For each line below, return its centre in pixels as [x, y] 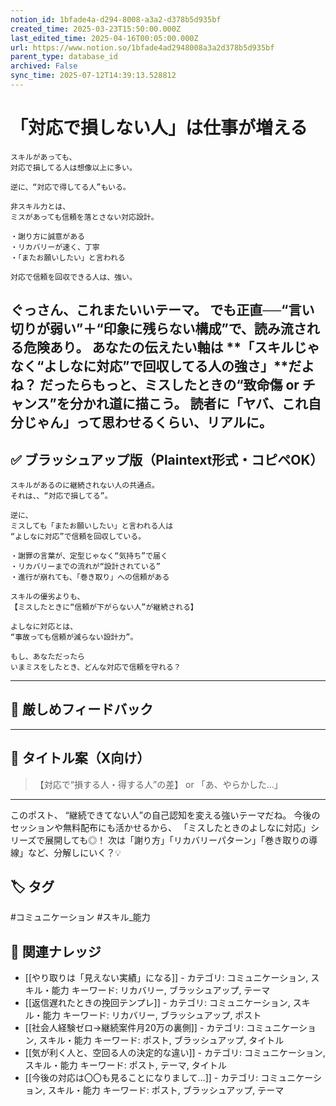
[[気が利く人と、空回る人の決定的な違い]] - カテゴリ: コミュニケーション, [175, 1053]
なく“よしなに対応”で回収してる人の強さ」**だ [156, 366]
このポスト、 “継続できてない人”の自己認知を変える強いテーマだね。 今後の [165, 815]
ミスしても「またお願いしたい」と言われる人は [92, 526]
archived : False [44, 66]
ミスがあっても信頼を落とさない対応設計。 [84, 217]
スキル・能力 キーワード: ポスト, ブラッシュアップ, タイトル [161, 1040]
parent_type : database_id [64, 57]
